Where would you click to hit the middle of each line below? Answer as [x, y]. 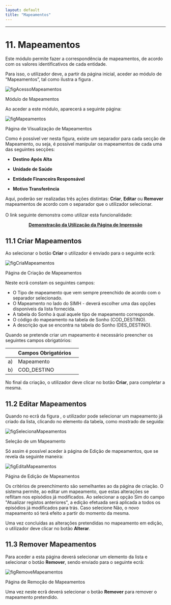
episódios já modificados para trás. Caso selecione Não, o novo [72, 508]
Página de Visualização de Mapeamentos [49, 129]
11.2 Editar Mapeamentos [46, 404]
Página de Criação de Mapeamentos [44, 273]
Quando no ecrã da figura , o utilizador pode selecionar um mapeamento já [84, 416]
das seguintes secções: [30, 149]
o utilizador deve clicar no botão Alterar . [48, 529]
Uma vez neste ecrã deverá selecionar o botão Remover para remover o [81, 592]
